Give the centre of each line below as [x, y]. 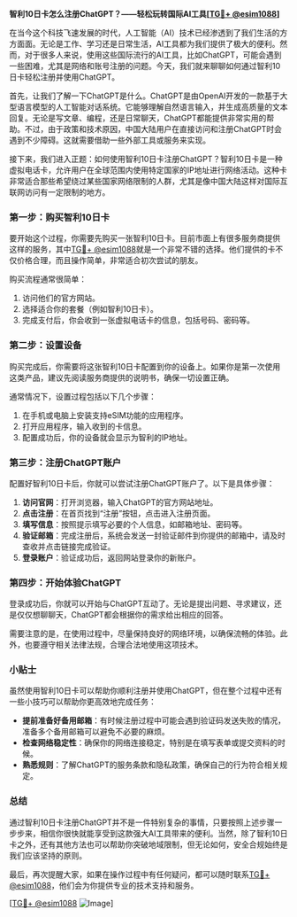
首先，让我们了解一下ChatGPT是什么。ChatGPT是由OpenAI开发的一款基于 [145, 96]
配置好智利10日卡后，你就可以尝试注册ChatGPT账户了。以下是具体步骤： [142, 483]
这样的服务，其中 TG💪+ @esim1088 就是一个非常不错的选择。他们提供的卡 [142, 249]
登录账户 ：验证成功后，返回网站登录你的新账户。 [111, 557]
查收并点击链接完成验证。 [69, 546]
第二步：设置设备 [46, 346]
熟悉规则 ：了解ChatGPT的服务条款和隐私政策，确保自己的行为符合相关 [151, 765]
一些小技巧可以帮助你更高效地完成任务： [83, 702]
